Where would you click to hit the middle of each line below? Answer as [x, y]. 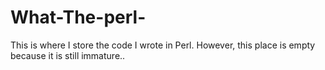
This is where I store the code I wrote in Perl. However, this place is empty [163, 45]
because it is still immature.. [68, 55]
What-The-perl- [78, 17]
